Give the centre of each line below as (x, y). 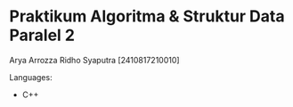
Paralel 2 (42, 35)
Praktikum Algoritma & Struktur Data (147, 16)
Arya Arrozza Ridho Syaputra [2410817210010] (94, 60)
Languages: (31, 77)
